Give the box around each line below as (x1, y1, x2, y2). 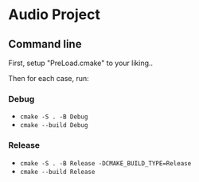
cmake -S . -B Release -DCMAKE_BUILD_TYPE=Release (19, 159, 192, 168)
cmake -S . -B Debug (19, 113, 88, 121)
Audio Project (8, 6, 101, 24)
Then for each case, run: (8, 74, 89, 83)
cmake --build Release (19, 168, 96, 176)
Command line (8, 37, 82, 51)
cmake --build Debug (19, 122, 88, 130)
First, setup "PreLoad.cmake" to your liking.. (8, 58, 154, 68)
